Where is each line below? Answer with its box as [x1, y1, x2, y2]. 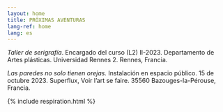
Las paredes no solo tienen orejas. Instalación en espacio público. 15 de [7, 69, 215, 77]
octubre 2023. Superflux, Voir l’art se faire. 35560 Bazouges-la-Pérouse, [7, 77, 216, 85]
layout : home [7, 10, 45, 17]
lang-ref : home [7, 23, 52, 30]
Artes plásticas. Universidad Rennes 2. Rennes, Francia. [7, 56, 168, 64]
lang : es [7, 29, 33, 37]
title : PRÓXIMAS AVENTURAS [7, 17, 86, 24]
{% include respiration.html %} [7, 97, 96, 106]
